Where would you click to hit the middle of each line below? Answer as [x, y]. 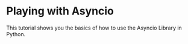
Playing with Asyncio [60, 11]
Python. [16, 34]
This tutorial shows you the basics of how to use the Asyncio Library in [94, 28]
